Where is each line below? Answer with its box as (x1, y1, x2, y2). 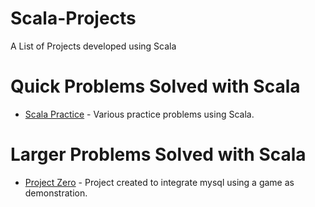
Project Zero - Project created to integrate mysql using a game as (24, 176, 295, 188)
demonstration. (24, 187, 88, 199)
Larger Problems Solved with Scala (10, 143, 307, 166)
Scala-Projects (10, 7, 137, 30)
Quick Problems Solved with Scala (10, 75, 301, 98)
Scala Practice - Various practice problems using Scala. (24, 108, 255, 120)
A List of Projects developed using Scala (10, 40, 177, 52)
